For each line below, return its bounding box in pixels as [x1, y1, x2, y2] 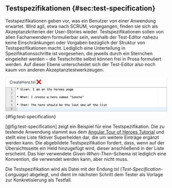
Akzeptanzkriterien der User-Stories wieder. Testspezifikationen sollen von [5, 28, 164, 35]
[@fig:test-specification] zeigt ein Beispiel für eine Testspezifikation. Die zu [5, 123, 165, 130]
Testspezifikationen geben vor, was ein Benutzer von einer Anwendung [5, 17, 156, 24]
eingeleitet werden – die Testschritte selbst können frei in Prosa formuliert [5, 56, 162, 62]
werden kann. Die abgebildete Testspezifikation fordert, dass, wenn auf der [5, 140, 165, 146]
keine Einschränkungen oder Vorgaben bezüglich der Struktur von [5, 39, 145, 46]
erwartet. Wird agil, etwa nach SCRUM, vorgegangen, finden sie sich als [5, 23, 158, 29]
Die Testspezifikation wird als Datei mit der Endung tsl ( [5, 166, 122, 172]
